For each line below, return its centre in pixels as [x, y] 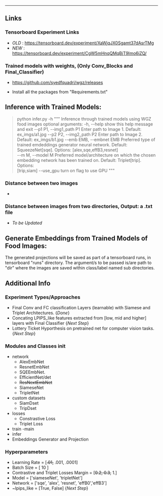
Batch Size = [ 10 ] [30, 468]
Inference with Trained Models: [53, 107]
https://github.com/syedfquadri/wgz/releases [57, 82]
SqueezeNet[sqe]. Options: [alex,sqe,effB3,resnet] [67, 150]
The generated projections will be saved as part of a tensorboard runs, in [78, 258]
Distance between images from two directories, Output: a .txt [79, 206]
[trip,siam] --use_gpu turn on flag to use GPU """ [66, 170]
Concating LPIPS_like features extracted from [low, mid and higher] [79, 318]
